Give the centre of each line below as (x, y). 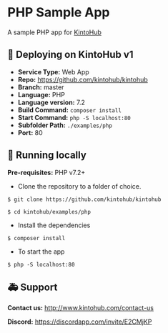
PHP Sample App (59, 13)
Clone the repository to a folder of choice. (79, 186)
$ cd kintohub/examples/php (49, 212)
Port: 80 (30, 132)
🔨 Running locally (47, 155)
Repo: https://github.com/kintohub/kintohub (83, 79)
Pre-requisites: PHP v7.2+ (46, 172)
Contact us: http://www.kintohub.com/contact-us (80, 308)
